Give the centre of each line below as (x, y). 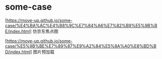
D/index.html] (18, 52)
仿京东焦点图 (45, 31)
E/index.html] (18, 31)
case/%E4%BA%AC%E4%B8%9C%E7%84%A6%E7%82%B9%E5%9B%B (81, 25)
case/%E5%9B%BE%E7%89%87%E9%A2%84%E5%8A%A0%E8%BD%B (81, 46)
